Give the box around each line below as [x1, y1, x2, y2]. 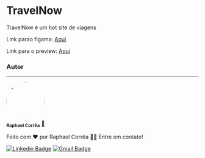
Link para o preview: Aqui [6, 47, 71, 55]
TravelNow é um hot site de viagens [6, 24, 96, 31]
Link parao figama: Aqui [6, 35, 67, 43]
